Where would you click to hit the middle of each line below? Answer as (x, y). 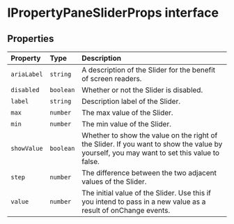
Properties (31, 39)
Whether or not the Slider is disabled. (142, 90)
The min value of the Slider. (126, 124)
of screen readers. (111, 79)
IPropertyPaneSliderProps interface (113, 13)
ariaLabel (27, 74)
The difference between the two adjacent (149, 173)
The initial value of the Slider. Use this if (146, 193)
